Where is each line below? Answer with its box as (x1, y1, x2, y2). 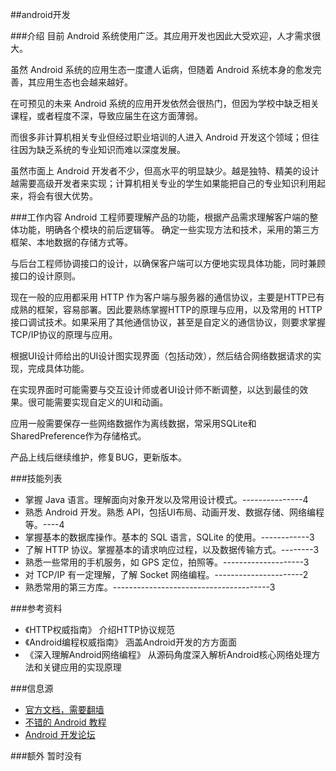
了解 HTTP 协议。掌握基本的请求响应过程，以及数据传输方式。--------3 (24, 544, 320, 555)
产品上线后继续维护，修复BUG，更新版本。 (10, 451, 188, 463)
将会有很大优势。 (27, 190, 98, 202)
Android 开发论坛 (24, 729, 96, 740)
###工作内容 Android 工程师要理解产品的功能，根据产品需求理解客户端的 (10, 211, 310, 223)
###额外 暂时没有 (10, 750, 83, 762)
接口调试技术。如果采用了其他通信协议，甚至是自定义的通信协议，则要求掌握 (10, 316, 326, 328)
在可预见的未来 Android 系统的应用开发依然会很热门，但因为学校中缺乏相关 (10, 98, 320, 109)
